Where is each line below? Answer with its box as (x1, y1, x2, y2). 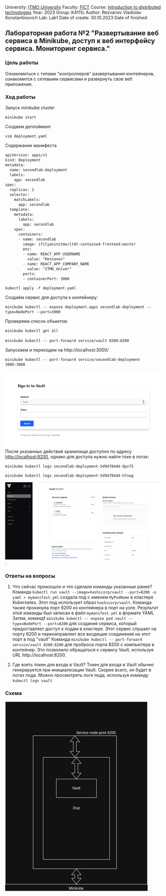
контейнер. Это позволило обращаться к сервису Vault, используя (12, 647, 154, 653)
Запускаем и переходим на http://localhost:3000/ (5, 347, 109, 353)
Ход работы (5, 94, 36, 100)
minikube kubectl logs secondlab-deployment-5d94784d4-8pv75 (5, 464, 134, 469)
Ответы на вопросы (5, 572, 55, 579)
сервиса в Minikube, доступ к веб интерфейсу (5, 37, 155, 45)
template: (9, 207, 30, 212)
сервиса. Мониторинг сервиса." (5, 45, 110, 53)
